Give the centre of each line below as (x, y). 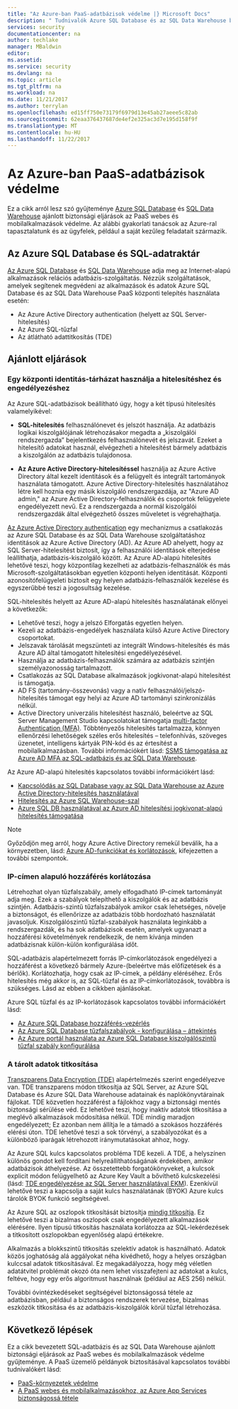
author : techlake (33, 40)
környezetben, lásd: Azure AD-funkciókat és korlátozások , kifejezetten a (113, 850)
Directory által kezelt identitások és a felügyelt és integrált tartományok (121, 476)
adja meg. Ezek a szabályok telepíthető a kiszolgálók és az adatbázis (108, 899)
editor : (19, 54)
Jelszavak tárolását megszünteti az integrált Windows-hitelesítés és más (124, 645)
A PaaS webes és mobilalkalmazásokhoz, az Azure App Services (112, 1391)
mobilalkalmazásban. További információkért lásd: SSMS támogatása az (123, 751)
